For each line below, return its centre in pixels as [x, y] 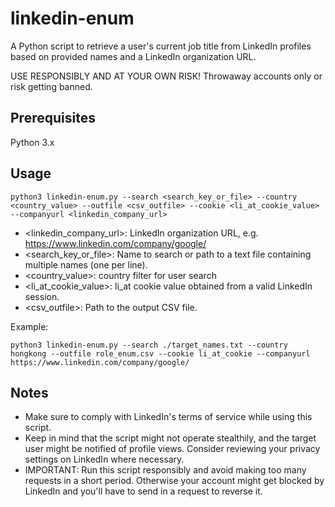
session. [42, 296]
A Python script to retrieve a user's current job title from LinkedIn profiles [161, 46]
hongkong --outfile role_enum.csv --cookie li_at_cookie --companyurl [160, 353]
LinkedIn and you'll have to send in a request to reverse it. [143, 491]
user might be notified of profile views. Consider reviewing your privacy [172, 449]
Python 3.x [32, 142]
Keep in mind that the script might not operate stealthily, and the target [170, 438]
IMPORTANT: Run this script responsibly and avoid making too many [165, 470]
